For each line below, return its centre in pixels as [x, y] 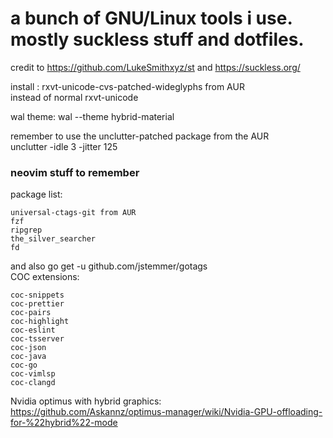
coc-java [28, 357]
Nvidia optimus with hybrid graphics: [86, 401]
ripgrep [26, 230]
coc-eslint [33, 330]
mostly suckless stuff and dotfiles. [157, 39]
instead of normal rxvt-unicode [74, 97]
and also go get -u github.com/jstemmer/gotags [109, 266]
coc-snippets [37, 295]
